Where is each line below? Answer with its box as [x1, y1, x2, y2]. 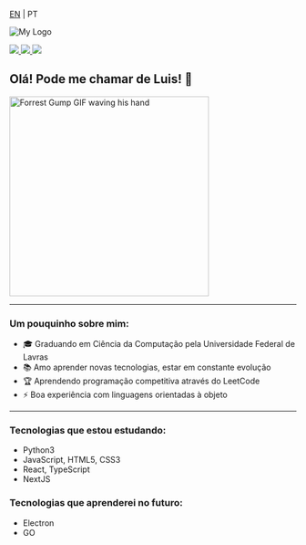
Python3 [22, 445, 55, 456]
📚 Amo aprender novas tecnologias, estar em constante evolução [22, 362, 271, 373]
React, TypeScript [22, 464, 91, 475]
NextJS [22, 474, 51, 485]
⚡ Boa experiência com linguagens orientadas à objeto [22, 389, 228, 401]
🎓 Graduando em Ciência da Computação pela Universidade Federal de [22, 339, 296, 350]
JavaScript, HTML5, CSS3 [22, 455, 121, 466]
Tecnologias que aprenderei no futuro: [9, 497, 184, 509]
